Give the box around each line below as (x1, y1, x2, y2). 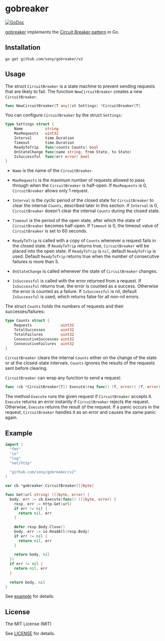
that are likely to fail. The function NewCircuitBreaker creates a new (5, 88, 143, 94)
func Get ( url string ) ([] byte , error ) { (5, 492, 90, 497)
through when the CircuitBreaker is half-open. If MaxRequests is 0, (12, 182, 148, 188)
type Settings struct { (5, 122, 55, 127)
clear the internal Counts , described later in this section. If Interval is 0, (12, 203, 159, 209)
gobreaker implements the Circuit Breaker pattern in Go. (5, 29, 120, 35)
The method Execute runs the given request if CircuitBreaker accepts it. (5, 394, 153, 400)
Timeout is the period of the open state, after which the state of (12, 218, 141, 224)
